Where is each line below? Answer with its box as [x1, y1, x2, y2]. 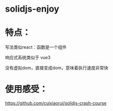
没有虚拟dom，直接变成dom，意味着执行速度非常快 [5, 65, 109, 71]
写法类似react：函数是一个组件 [5, 44, 67, 50]
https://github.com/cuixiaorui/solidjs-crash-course [5, 100, 107, 106]
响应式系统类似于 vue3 [5, 55, 51, 60]
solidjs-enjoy [5, 3, 59, 15]
